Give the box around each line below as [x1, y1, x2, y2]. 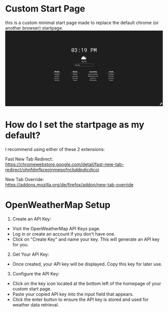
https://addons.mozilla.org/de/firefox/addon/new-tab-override [5, 182, 134, 188]
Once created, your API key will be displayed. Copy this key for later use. [12, 261, 162, 267]
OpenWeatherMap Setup [5, 199, 111, 211]
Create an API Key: [12, 216, 51, 222]
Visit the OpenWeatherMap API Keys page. [12, 225, 101, 231]
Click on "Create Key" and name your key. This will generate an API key [12, 236, 160, 242]
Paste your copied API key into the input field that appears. [12, 291, 134, 297]
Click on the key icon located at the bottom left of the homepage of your [12, 280, 161, 286]
